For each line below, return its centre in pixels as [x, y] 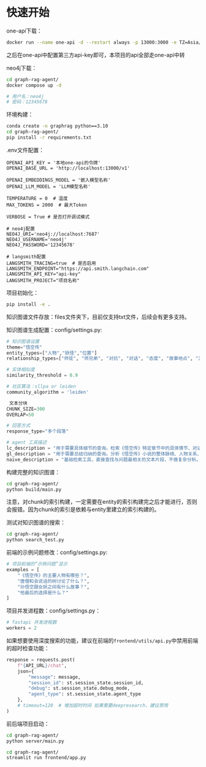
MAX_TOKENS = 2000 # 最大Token [47, 205]
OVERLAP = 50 [20, 415]
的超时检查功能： [28, 649]
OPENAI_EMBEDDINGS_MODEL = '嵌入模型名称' [59, 180]
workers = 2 [21, 628]
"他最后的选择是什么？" [43, 593]
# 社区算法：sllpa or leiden [41, 387]
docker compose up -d [34, 85]
